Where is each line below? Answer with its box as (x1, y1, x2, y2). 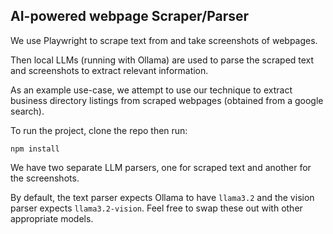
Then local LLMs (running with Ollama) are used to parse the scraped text (10, 54, 315, 66)
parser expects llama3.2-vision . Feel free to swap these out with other (10, 202, 303, 214)
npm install (10, 144, 60, 154)
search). (10, 105, 45, 117)
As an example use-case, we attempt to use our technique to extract (10, 84, 293, 96)
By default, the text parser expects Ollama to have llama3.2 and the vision (10, 191, 315, 203)
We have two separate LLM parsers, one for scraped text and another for (10, 161, 312, 173)
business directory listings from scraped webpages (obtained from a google (10, 94, 324, 106)
